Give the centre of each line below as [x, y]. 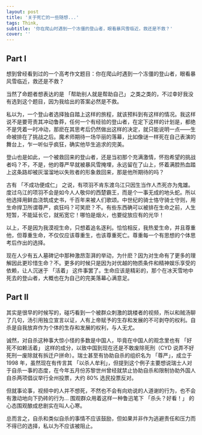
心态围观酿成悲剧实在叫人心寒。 [46, 406]
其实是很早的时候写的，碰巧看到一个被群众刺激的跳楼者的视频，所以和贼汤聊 [101, 312]
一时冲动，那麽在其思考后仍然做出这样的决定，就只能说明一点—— [109, 129]
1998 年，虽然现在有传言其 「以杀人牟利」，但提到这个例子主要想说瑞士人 [97, 363]
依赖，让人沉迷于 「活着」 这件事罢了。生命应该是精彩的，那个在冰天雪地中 [100, 270]
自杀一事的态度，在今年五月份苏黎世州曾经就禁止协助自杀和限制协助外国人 [103, 370]
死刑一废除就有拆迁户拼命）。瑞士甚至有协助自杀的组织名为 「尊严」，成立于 [99, 355]
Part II [17, 297]
